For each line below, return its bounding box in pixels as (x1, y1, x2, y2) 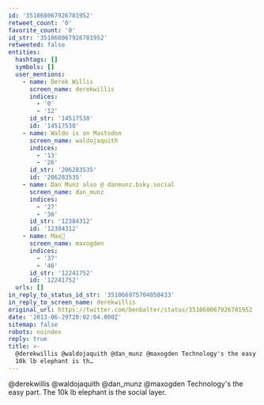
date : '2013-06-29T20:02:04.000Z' (8, 313, 123, 321)
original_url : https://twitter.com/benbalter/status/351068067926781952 (8, 305, 253, 313)
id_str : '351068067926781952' (8, 33, 108, 42)
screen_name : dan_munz (28, 187, 104, 196)
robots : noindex (8, 327, 62, 336)
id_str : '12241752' (28, 269, 93, 277)
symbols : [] (15, 63, 55, 71)
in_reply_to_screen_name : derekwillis (8, 298, 136, 306)
